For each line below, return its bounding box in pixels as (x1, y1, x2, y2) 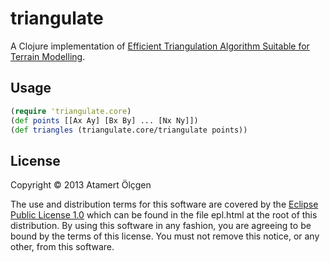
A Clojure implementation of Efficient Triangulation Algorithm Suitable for (10, 40, 310, 52)
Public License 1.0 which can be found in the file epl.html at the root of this (10, 209, 318, 221)
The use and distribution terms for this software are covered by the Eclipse (10, 198, 319, 211)
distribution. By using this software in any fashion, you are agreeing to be (10, 220, 312, 232)
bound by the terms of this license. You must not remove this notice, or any (10, 230, 320, 242)
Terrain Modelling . (10, 50, 86, 62)
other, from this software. (10, 241, 115, 253)
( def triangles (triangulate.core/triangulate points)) (10, 125, 248, 135)
